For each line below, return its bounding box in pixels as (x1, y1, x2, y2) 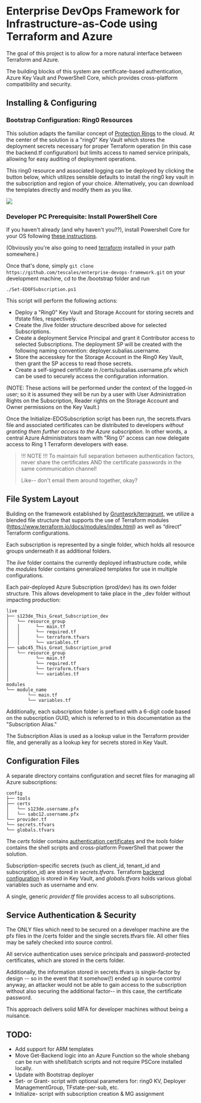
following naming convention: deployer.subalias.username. (14, 347, 161, 354)
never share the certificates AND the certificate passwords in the (20, 458, 182, 465)
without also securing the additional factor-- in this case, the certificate (6, 988, 182, 995)
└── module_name (6, 687, 47, 693)
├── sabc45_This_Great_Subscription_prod (6, 645, 112, 651)
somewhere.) (6, 250, 39, 257)
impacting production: (6, 596, 61, 603)
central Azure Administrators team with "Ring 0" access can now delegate (6, 434, 190, 441)
